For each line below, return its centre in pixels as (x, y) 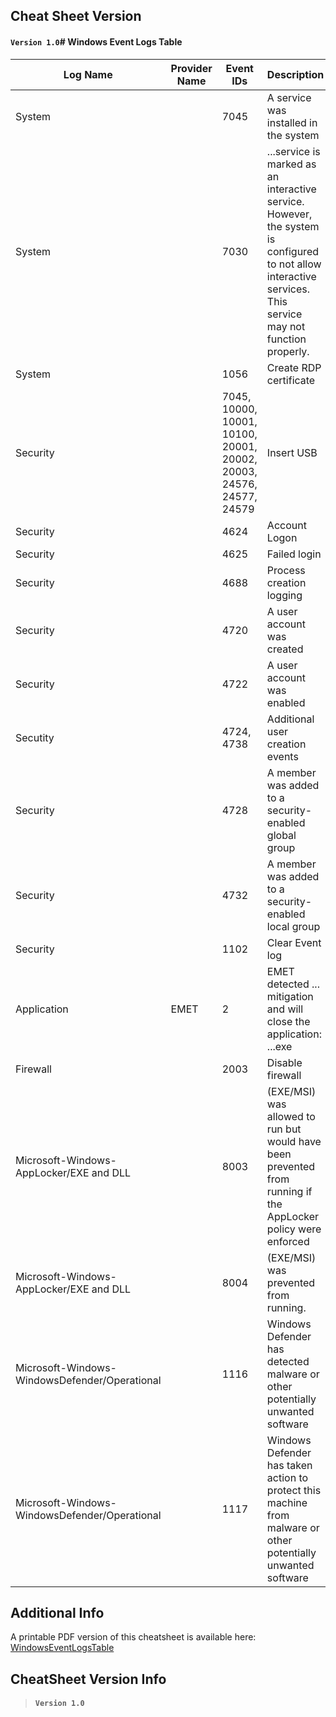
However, (289, 214)
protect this (294, 1490)
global (281, 835)
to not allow (294, 264)
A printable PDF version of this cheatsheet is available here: (133, 1637)
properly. (288, 351)
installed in (292, 122)
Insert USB (292, 452)
